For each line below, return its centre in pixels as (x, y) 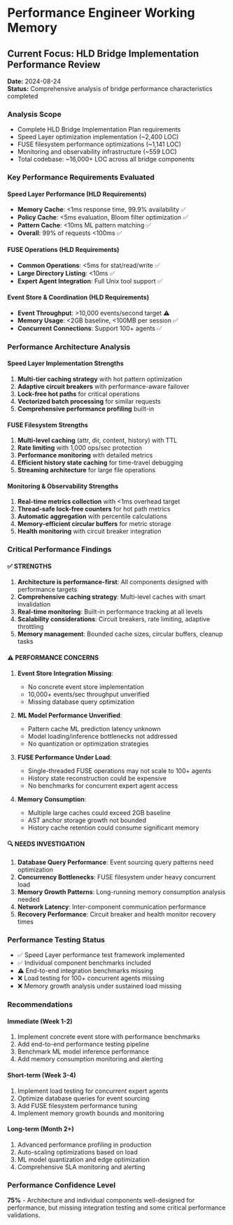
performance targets (47, 590)
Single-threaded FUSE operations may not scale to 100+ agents (120, 770)
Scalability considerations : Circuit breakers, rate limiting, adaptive (114, 619)
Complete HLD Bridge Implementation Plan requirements (99, 129)
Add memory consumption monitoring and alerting (90, 1059)
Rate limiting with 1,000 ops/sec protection (79, 448)
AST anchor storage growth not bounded (87, 820)
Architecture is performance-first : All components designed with (113, 582)
